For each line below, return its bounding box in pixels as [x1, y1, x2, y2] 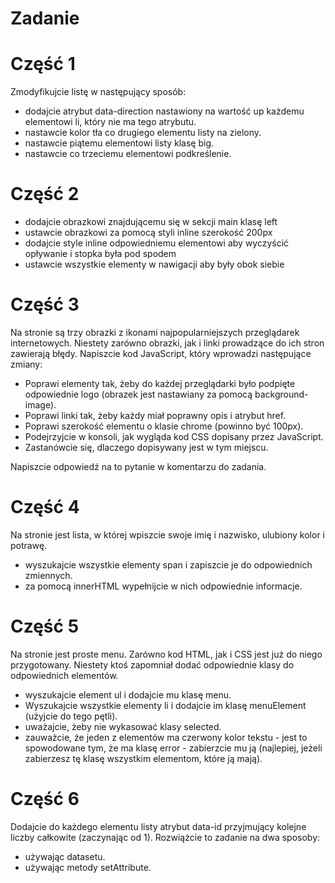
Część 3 [10, 293, 80, 316]
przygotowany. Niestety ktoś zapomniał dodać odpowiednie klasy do [10, 658, 295, 671]
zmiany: [10, 358, 43, 370]
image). [24, 399, 57, 411]
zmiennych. [24, 569, 73, 581]
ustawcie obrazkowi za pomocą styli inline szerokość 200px [24, 227, 273, 239]
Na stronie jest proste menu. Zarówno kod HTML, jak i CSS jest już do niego [10, 648, 323, 660]
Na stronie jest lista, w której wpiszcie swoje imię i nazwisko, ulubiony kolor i [10, 528, 326, 541]
